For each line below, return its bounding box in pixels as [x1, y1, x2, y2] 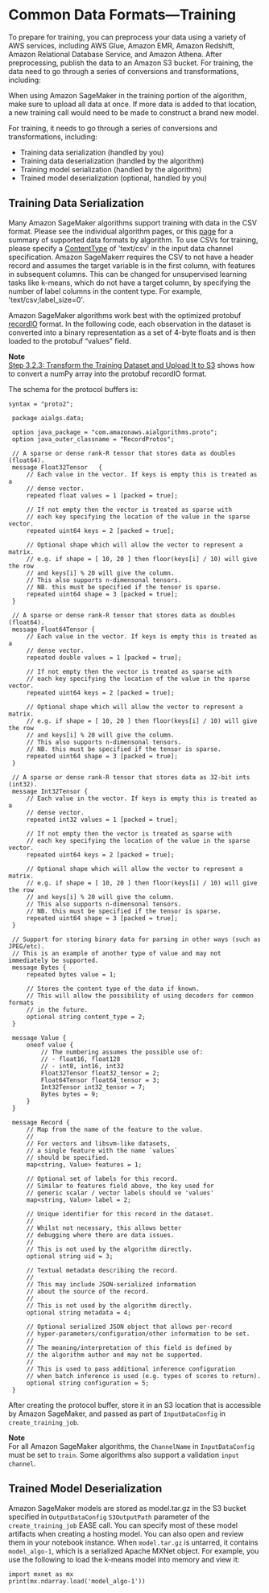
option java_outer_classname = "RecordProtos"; [11, 435, 175, 444]
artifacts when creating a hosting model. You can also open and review [8, 1529, 244, 1538]
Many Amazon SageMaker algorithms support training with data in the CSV [8, 217, 258, 227]
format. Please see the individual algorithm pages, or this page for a [8, 226, 234, 236]
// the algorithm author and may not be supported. [26, 1351, 204, 1359]
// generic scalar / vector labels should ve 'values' [26, 1189, 215, 1197]
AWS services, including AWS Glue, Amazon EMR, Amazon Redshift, [8, 40, 235, 50]
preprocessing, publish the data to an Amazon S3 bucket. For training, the [8, 58, 254, 68]
